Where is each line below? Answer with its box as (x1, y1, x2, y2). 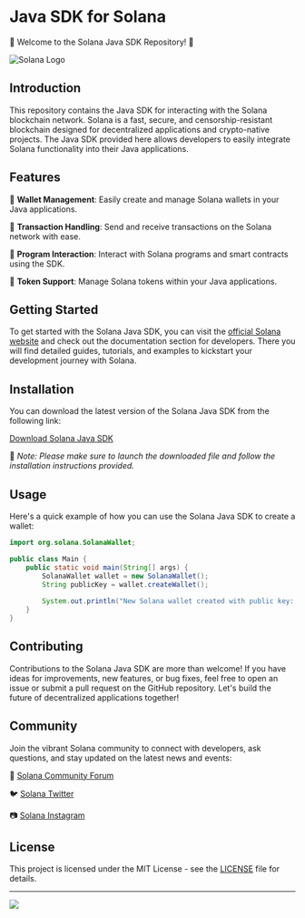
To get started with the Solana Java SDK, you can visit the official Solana (9, 326, 281, 338)
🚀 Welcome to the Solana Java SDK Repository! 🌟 (9, 36, 194, 47)
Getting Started (9, 302, 99, 318)
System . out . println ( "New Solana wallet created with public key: (42, 597, 295, 606)
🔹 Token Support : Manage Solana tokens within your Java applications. (9, 276, 278, 287)
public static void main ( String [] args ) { (25, 562, 189, 572)
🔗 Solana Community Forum (9, 770, 114, 781)
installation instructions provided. (9, 460, 134, 471)
